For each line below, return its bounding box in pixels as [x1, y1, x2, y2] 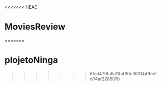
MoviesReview [4, 21, 66, 32]
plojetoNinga [4, 55, 58, 65]
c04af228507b [90, 76, 120, 82]
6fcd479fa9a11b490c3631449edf [90, 70, 157, 76]
